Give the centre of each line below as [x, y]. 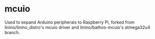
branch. [12, 32]
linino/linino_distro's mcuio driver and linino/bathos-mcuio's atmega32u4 [77, 27]
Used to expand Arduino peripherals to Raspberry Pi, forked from [70, 22]
